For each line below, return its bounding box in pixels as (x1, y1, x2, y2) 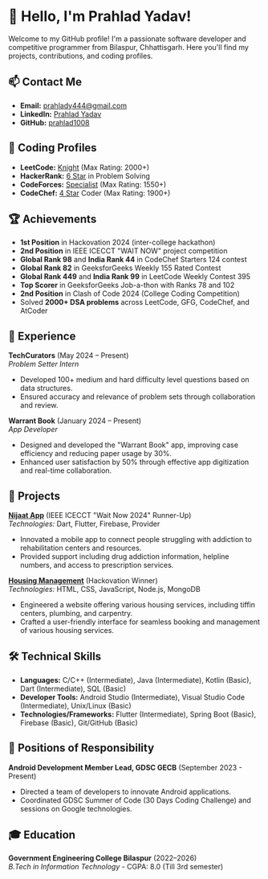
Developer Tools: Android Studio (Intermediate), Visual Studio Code (19, 692, 246, 702)
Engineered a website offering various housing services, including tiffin (19, 600, 255, 610)
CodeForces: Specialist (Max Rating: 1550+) (19, 179, 167, 189)
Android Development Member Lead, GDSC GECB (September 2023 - (8, 762, 242, 772)
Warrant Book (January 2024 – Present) (8, 416, 142, 425)
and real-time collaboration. (19, 466, 112, 475)
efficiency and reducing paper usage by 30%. (19, 449, 173, 458)
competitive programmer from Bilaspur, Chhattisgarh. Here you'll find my (8, 42, 249, 51)
